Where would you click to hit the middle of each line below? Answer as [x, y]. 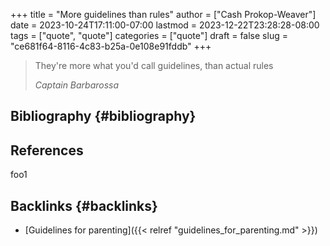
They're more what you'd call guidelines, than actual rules [154, 65]
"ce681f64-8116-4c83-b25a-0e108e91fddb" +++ [111, 46]
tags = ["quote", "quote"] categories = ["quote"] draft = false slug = [149, 35]
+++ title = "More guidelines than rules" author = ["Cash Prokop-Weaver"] [163, 14]
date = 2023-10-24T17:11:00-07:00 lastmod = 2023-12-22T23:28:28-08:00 [165, 25]
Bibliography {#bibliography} [103, 116]
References [47, 150]
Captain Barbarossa [77, 85]
